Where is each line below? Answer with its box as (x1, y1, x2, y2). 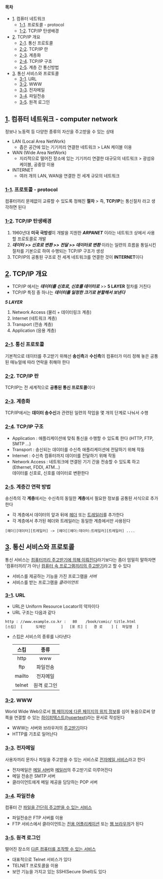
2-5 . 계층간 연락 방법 (5, 483, 51, 490)
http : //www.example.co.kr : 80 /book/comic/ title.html (5, 619, 136, 624)
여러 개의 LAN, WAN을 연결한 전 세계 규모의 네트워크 (19, 173, 120, 179)
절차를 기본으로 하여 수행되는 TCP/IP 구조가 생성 (12, 248, 104, 254)
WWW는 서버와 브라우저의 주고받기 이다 (12, 725, 88, 731)
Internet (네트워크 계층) (12, 315, 57, 321)
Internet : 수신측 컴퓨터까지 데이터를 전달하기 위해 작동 (12, 453, 116, 459)
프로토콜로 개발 (17, 236, 46, 242)
